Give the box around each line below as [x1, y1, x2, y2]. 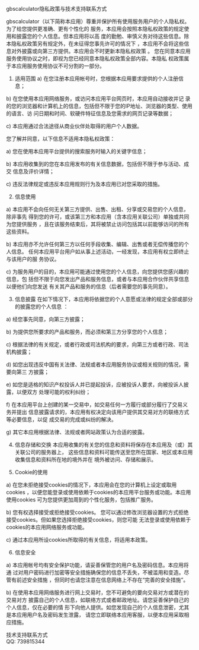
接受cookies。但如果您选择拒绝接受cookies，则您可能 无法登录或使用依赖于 [6, 516, 191, 523]
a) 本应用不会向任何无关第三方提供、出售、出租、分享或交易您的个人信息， [6, 206, 189, 213]
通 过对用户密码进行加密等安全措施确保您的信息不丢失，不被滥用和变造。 [6, 569, 184, 576]
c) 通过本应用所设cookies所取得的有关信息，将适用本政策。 [6, 537, 151, 543]
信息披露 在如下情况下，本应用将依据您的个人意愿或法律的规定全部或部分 [14, 296, 193, 302]
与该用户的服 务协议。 [6, 255, 60, 263]
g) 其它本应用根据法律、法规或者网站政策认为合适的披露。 [6, 428, 148, 436]
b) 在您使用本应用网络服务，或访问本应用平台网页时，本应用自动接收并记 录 [6, 95, 191, 102]
